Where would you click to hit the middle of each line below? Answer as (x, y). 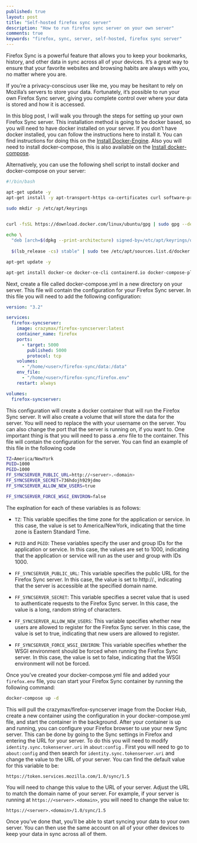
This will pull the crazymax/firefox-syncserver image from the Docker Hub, (96, 709)
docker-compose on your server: (46, 171)
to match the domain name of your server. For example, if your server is (93, 793)
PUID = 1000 (18, 464)
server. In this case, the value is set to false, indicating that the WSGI (97, 657)
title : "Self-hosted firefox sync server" (59, 22)
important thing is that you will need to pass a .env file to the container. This (98, 435)
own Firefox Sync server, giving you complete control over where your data (97, 98)
